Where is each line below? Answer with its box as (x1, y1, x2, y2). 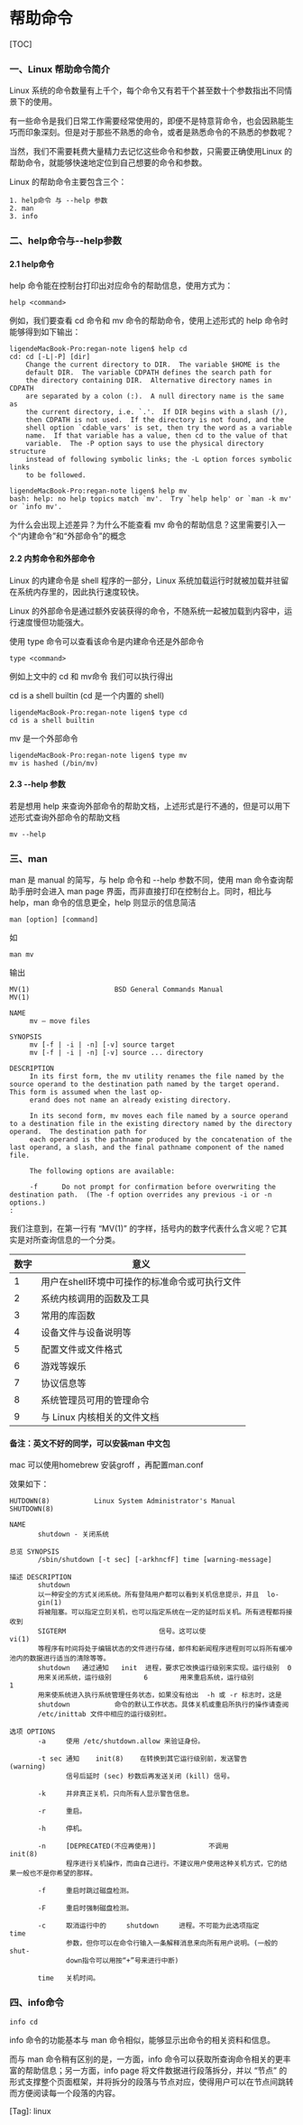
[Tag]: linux (9, 2105, 51, 2116)
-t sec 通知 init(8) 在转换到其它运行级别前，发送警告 (37, 1754, 248, 1764)
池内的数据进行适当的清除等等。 (9, 1654, 111, 1663)
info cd (9, 2018, 39, 2027)
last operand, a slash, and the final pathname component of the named (9, 1143, 284, 1152)
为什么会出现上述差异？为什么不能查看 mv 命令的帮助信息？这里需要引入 (9, 520, 278, 531)
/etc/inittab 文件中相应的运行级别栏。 (37, 1710, 171, 1719)
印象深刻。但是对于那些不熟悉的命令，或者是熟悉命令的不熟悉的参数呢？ (24, 127, 294, 138)
